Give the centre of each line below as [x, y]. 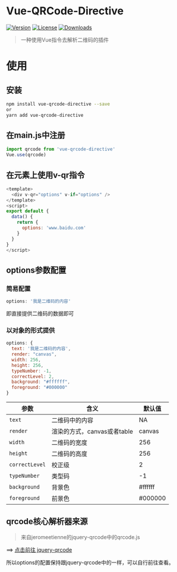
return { [28, 222]
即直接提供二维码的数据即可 [40, 313]
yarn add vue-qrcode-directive [45, 115]
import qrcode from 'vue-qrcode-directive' [61, 149]
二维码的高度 [69, 454]
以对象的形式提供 [31, 330]
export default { [28, 211]
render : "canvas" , [34, 354]
